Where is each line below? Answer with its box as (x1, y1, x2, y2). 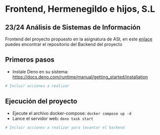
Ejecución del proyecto (5, 97, 78, 105)
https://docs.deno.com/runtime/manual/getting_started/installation (12, 74, 148, 80)
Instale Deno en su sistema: (12, 68, 69, 74)
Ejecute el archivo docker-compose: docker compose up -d (12, 110, 132, 116)
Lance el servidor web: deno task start (12, 115, 94, 121)
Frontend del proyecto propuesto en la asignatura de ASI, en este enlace (5, 36, 153, 42)
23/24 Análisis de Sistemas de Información (5, 23, 141, 32)
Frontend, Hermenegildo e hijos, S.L (5, 3, 156, 15)
